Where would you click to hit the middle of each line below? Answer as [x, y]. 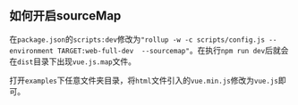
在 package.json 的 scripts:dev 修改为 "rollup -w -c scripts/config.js [137, 39]
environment [31, 51]
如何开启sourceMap [65, 16]
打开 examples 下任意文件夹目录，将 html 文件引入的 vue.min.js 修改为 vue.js [144, 80]
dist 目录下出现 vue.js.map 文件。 [77, 61]
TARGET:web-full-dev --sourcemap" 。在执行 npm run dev [161, 50]
